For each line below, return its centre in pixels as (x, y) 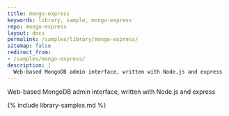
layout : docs (26, 33)
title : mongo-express (39, 14)
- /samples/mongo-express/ (46, 59)
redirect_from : (29, 53)
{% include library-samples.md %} (57, 105)
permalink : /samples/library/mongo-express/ (73, 40)
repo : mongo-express (37, 26)
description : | (29, 65)
